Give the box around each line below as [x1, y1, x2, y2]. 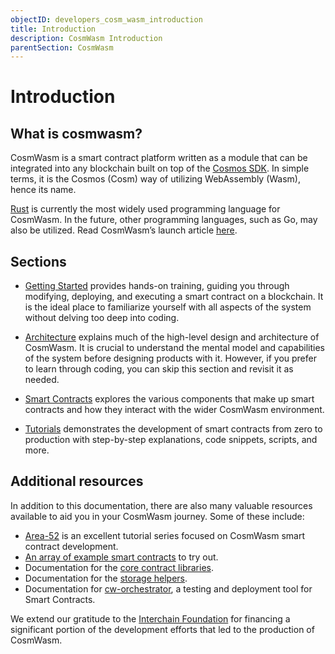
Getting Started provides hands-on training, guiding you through [24, 280, 290, 292]
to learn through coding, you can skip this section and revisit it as [24, 363, 294, 375]
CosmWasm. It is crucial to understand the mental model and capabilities [24, 342, 325, 354]
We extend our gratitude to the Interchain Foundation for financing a [10, 612, 291, 625]
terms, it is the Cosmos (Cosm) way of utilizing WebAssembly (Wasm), [10, 173, 301, 185]
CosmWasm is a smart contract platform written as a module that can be [10, 152, 308, 164]
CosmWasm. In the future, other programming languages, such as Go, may [10, 214, 318, 226]
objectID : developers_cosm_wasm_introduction [10, 14, 203, 25]
